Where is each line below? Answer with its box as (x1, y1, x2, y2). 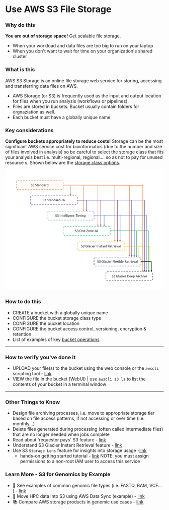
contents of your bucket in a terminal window (12, 381, 107, 387)
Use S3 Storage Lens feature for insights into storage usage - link (12, 447, 147, 454)
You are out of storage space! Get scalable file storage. (5, 33, 121, 39)
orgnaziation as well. (12, 108, 55, 115)
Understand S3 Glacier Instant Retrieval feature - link (12, 442, 122, 448)
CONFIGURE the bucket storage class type (12, 315, 102, 321)
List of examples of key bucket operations (12, 336, 100, 343)
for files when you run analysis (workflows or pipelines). (12, 98, 129, 104)
